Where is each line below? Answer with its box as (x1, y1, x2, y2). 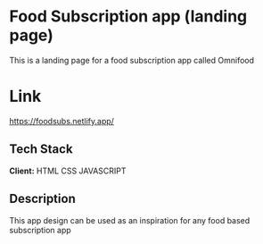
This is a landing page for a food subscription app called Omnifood (9, 55, 255, 65)
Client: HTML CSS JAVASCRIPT (9, 165, 127, 176)
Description (9, 191, 76, 206)
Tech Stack (9, 141, 73, 157)
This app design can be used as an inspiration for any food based (9, 215, 251, 225)
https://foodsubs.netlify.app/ (9, 115, 114, 126)
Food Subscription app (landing (9, 6, 248, 27)
